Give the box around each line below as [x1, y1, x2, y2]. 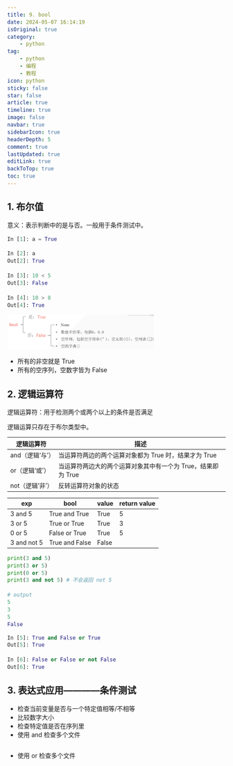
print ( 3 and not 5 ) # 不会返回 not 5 [7, 577, 112, 584]
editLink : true [7, 158, 51, 165]
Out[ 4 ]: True [7, 301, 45, 309]
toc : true [7, 173, 36, 180]
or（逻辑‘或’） [10, 466, 50, 474]
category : [7, 33, 36, 40]
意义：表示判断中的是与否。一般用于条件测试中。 [7, 221, 147, 229]
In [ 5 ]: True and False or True [7, 634, 101, 641]
